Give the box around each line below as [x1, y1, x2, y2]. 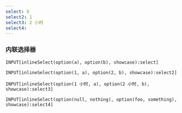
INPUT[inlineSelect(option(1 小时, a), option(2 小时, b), [5, 81, 150, 87]
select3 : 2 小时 [5, 19, 44, 25]
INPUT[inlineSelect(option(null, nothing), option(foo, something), [5, 97, 177, 102]
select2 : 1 [5, 14, 32, 20]
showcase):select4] [5, 101, 54, 108]
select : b [5, 8, 30, 15]
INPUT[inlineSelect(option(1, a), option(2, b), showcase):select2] [5, 69, 177, 75]
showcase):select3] [5, 86, 54, 92]
